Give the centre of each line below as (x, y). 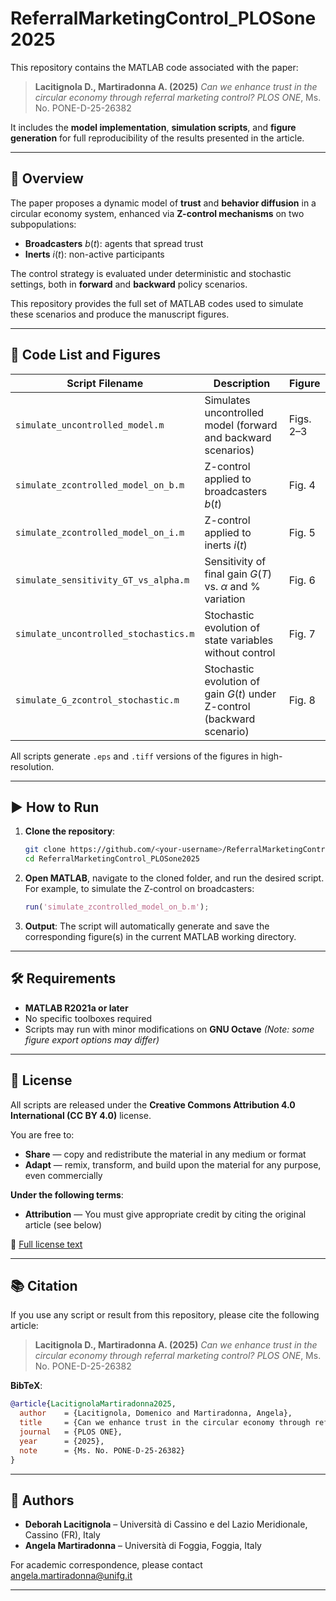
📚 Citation (44, 1286)
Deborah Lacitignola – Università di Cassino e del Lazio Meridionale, (166, 1524)
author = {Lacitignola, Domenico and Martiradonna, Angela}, (156, 1413)
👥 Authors (42, 1500)
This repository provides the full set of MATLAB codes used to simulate (157, 303)
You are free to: (42, 1134)
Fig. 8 (302, 700)
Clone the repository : (70, 831)
